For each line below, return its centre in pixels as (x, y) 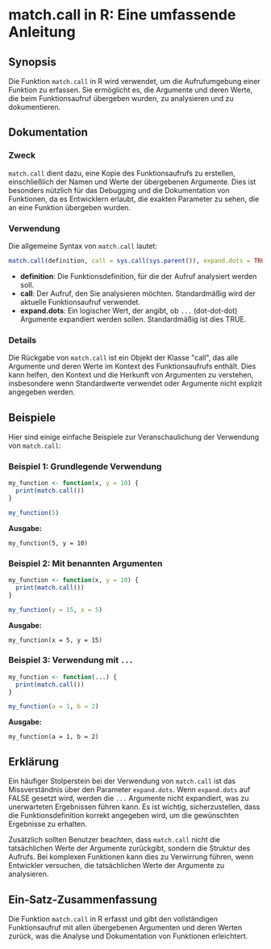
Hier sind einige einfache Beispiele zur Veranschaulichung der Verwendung (134, 437)
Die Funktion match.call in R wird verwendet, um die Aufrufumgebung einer (134, 81)
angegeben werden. (42, 392)
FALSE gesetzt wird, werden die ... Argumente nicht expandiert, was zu (129, 799)
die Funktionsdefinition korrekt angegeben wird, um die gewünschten (124, 816)
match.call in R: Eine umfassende (122, 15)
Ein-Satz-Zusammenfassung (83, 899)
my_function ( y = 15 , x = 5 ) (56, 609)
